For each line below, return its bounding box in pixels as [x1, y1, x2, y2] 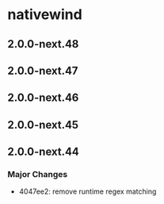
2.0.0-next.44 [7, 145, 80, 159]
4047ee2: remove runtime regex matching [18, 187, 157, 196]
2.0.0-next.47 [7, 64, 78, 77]
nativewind [7, 6, 82, 24]
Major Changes [7, 169, 68, 180]
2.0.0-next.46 [7, 91, 79, 105]
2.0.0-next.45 [7, 117, 79, 132]
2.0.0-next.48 [7, 37, 79, 51]
